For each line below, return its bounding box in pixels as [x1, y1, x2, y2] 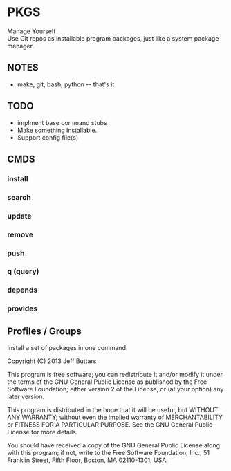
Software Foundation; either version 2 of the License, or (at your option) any [7, 385, 224, 394]
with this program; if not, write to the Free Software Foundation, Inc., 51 [7, 449, 210, 457]
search [7, 192, 31, 202]
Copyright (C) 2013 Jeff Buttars [7, 357, 97, 365]
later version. [7, 392, 45, 401]
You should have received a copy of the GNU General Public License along [7, 441, 220, 450]
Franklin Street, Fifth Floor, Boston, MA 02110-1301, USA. [7, 456, 168, 464]
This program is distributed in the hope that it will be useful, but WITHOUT [7, 406, 219, 414]
